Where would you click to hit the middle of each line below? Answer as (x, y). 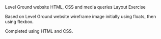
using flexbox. (19, 22)
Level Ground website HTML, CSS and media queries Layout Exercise (75, 7)
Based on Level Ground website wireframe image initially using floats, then (80, 16)
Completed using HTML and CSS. (39, 31)
